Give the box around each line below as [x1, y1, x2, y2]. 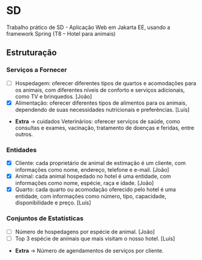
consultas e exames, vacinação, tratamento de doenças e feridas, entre [15, 124, 195, 131]
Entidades [6, 146, 37, 154]
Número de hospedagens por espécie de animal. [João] [15, 228, 155, 235]
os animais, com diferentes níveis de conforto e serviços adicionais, [15, 86, 185, 94]
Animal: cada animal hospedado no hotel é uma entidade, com [15, 173, 171, 180]
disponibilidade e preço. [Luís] [15, 199, 92, 206]
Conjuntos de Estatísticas [6, 214, 84, 223]
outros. [15, 131, 33, 138]
